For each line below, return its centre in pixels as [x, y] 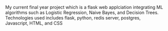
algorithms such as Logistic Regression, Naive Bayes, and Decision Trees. [82, 12]
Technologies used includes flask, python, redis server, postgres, [73, 18]
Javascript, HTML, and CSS [34, 23]
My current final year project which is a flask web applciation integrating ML [84, 7]
